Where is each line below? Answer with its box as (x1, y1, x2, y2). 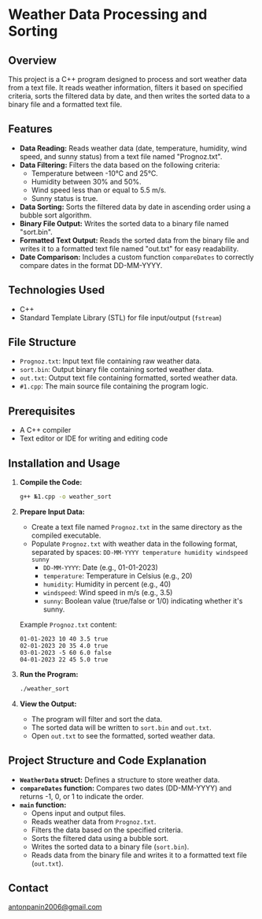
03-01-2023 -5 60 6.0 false (19, 649, 112, 657)
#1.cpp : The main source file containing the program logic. (19, 381, 208, 391)
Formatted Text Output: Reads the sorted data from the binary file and (19, 235, 249, 245)
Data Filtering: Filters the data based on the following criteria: (19, 160, 220, 169)
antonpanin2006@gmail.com (8, 902, 102, 912)
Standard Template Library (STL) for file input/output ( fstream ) (19, 313, 223, 322)
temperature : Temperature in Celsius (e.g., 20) (42, 571, 193, 580)
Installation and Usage (8, 456, 120, 470)
